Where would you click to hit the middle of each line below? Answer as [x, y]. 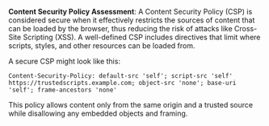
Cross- [246, 28]
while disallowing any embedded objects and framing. [98, 113]
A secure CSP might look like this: [65, 61]
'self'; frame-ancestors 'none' [63, 90]
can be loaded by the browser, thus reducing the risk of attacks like [120, 28]
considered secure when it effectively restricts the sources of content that [132, 20]
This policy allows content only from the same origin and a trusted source [130, 105]
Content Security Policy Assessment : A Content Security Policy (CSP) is [130, 12]
